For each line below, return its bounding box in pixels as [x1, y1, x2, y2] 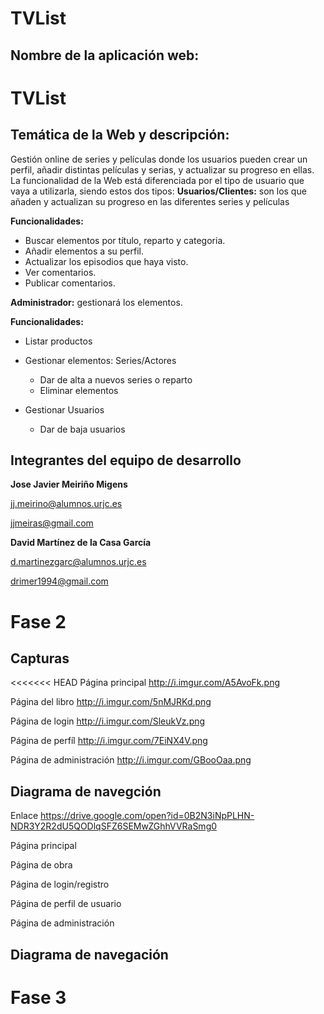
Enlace [10, 810, 39, 822]
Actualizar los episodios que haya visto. [24, 255, 189, 267]
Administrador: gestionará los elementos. [10, 296, 183, 308]
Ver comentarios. [24, 266, 97, 278]
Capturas [10, 650, 70, 667]
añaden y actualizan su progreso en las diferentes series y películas [10, 195, 290, 207]
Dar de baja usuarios [39, 423, 126, 435]
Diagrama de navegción [10, 783, 162, 800]
